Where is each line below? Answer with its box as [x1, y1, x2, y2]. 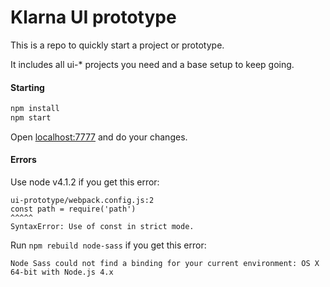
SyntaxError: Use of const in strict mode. [10, 222, 195, 232]
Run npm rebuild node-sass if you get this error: [10, 239, 207, 251]
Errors [10, 154, 37, 166]
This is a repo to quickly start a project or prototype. [10, 39, 225, 51]
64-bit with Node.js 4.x [10, 267, 114, 278]
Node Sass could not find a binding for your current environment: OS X [10, 259, 320, 269]
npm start [10, 113, 52, 123]
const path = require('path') [10, 204, 137, 215]
